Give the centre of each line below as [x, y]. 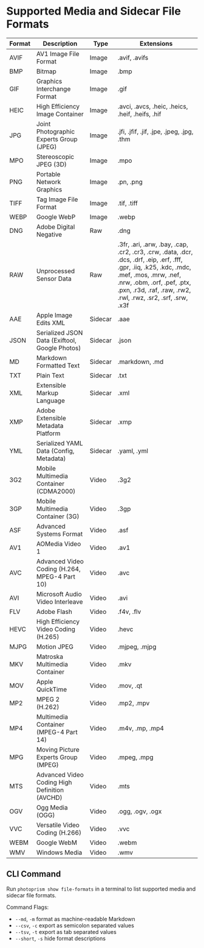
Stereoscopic [55, 157]
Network [49, 182]
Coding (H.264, [58, 569]
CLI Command [34, 874]
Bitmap [46, 71]
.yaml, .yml [133, 451]
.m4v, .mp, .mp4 [141, 728]
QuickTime [52, 689]
